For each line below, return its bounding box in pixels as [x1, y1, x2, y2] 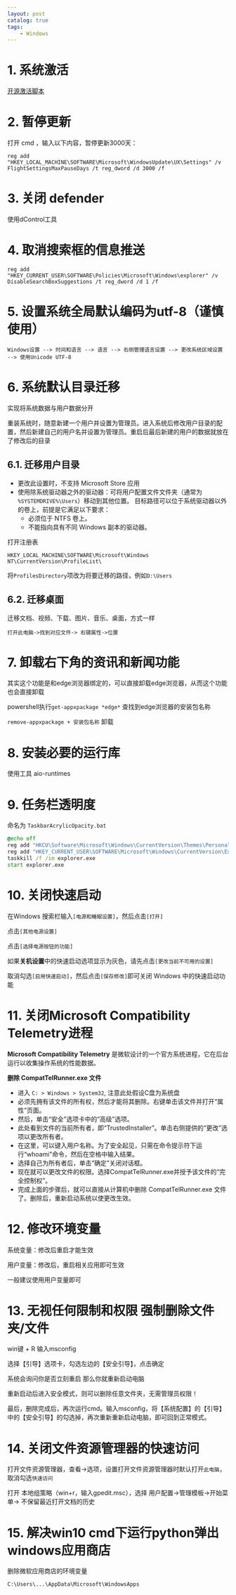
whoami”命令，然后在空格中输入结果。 [26, 1150, 138, 1158]
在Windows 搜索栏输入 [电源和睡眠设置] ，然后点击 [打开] [7, 911, 164, 920]
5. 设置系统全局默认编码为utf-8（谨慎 [7, 304, 224, 320]
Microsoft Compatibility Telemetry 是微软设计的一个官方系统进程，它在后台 [7, 1050, 229, 1058]
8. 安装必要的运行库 [7, 745, 121, 761]
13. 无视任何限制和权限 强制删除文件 [7, 1303, 215, 1318]
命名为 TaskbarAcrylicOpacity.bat [7, 821, 107, 830]
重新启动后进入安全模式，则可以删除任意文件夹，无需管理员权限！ [7, 1389, 198, 1398]
